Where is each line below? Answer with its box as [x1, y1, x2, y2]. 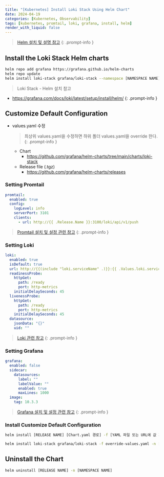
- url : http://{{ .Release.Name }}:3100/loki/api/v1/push [18, 220, 139, 225]
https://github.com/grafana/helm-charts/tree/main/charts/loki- [26, 154, 153, 159]
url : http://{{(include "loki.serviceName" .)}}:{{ [9, 266, 117, 272]
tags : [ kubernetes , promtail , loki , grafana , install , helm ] [5, 21, 132, 26]
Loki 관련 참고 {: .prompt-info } [17, 335, 78, 341]
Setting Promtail [5, 182, 44, 188]
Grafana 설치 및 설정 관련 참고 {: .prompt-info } [17, 409, 109, 415]
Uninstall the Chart [5, 455, 64, 463]
